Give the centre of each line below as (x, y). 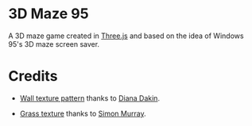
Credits (33, 76)
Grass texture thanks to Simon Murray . (83, 113)
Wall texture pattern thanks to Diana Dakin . (90, 98)
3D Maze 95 (48, 14)
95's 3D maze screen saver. (54, 44)
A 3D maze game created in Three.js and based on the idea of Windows (126, 36)
